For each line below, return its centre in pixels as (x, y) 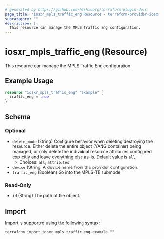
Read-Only (18, 185)
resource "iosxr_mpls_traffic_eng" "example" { (54, 92)
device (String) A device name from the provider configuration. (75, 167)
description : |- (21, 23)
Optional (15, 130)
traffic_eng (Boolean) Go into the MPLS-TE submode (66, 172)
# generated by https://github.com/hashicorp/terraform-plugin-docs (76, 10)
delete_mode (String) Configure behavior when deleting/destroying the (82, 141)
